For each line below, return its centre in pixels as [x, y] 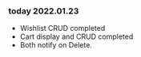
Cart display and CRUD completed [77, 36]
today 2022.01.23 [44, 11]
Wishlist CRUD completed [62, 28]
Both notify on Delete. [56, 45]
